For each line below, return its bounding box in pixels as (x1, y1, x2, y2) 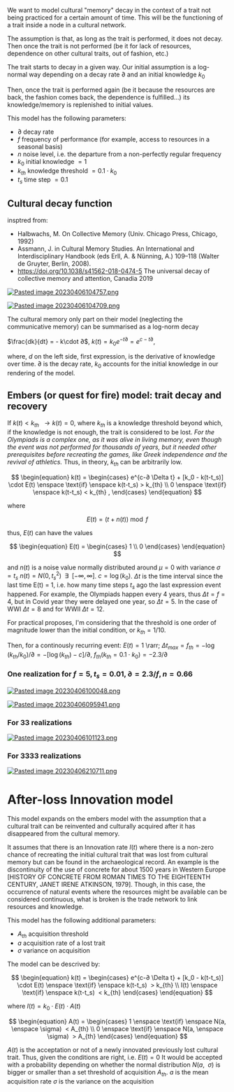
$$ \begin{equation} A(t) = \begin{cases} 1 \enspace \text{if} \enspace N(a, (8, 1017, 226, 1025)
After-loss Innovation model (7, 792, 173, 808)
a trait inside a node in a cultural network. (7, 21, 127, 29)
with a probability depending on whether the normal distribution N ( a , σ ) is (7, 1060, 221, 1069)
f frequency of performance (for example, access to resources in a (17, 134, 210, 143)
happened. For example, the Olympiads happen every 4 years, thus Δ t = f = (7, 590, 226, 598)
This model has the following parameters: (7, 113, 127, 122)
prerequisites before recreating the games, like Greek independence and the (7, 450, 228, 458)
